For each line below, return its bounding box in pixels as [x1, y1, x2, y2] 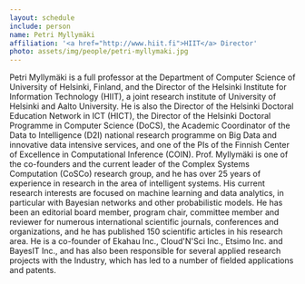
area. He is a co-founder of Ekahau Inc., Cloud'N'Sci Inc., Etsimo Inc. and [9, 236, 283, 247]
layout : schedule [9, 13, 75, 23]
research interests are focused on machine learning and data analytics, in [9, 188, 284, 199]
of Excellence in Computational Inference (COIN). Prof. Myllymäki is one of [9, 149, 289, 160]
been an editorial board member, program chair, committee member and [9, 207, 280, 218]
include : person [9, 22, 71, 31]
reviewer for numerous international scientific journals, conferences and [9, 217, 280, 228]
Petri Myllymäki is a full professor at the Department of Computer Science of [9, 72, 296, 83]
